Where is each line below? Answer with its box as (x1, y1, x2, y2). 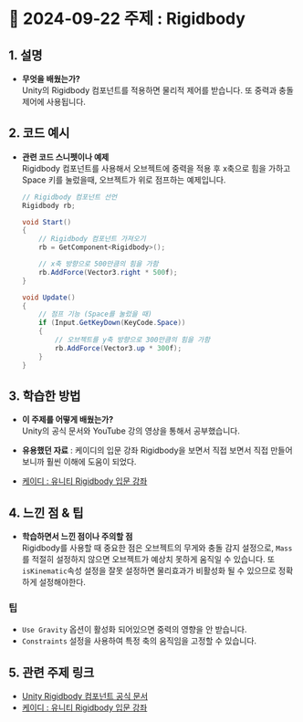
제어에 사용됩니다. (21, 97, 86, 107)
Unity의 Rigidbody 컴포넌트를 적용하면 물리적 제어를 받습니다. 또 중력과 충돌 (21, 85, 294, 96)
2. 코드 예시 (8, 125, 70, 141)
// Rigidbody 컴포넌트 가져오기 (38, 235, 147, 244)
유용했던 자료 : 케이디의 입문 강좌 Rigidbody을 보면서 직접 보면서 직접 (21, 445, 269, 456)
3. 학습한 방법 (8, 388, 81, 403)
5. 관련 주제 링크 (8, 664, 95, 680)
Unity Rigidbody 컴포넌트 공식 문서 (21, 691, 148, 702)
